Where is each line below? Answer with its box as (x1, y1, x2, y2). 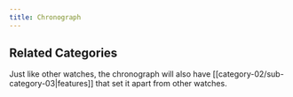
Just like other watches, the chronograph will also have (9, 69, 211, 79)
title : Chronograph (9, 12, 82, 22)
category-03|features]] (9, 78, 94, 89)
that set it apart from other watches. (95, 78, 228, 89)
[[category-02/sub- (212, 69, 284, 79)
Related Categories (9, 46, 118, 61)
